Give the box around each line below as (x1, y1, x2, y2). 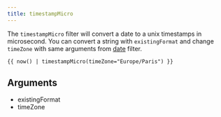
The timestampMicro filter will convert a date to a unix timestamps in (7, 29, 202, 38)
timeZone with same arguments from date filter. (7, 44, 142, 53)
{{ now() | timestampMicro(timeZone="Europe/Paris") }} (7, 57, 173, 65)
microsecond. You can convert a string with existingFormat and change (7, 36, 215, 46)
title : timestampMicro (7, 10, 73, 18)
